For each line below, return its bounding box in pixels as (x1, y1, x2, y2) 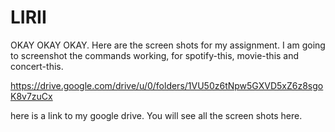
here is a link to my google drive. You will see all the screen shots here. (10, 109, 303, 121)
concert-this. (10, 60, 64, 72)
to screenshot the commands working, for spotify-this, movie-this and (10, 49, 300, 61)
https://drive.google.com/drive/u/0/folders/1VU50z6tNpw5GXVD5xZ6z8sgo (10, 79, 324, 91)
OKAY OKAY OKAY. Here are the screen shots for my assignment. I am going (10, 39, 326, 51)
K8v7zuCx (10, 90, 53, 102)
